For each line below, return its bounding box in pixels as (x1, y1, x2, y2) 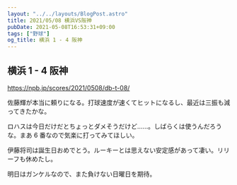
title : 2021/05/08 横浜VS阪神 (7, 17, 92, 24)
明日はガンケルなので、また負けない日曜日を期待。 (7, 169, 156, 178)
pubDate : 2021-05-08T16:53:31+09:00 (7, 23, 115, 30)
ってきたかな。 (7, 107, 51, 115)
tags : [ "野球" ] (7, 30, 50, 37)
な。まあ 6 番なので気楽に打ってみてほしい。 (7, 131, 139, 139)
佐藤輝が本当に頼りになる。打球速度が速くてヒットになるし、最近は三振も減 (7, 98, 231, 107)
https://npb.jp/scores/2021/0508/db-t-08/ (7, 83, 130, 92)
